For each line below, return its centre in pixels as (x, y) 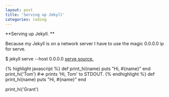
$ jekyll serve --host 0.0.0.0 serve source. (50, 59)
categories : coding (26, 19)
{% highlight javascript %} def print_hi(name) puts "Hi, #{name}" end (78, 69)
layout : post (19, 10)
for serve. (16, 49)
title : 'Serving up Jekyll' (35, 15)
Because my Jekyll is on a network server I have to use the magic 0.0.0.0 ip (85, 44)
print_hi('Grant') (22, 89)
